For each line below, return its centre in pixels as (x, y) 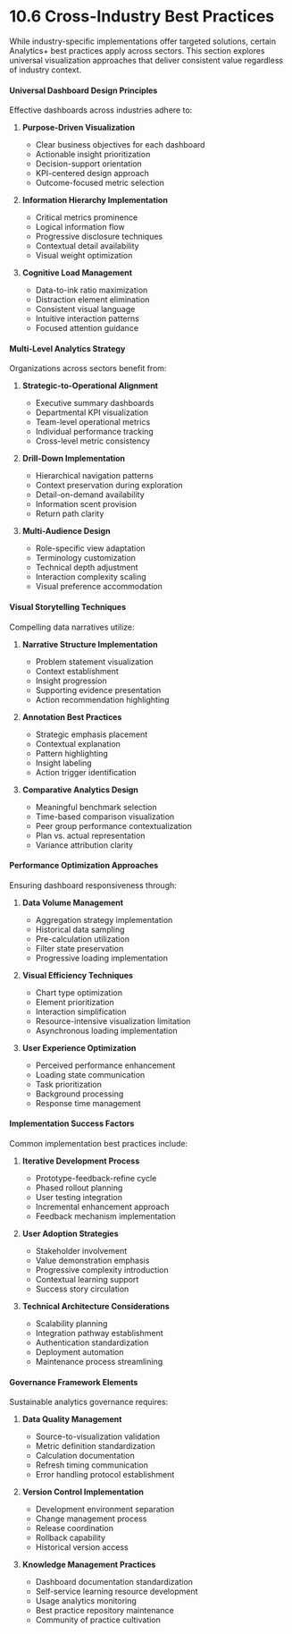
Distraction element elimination (92, 300)
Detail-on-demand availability (90, 495)
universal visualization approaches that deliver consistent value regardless (146, 60)
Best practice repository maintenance (104, 1611)
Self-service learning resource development (117, 1592)
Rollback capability (70, 1538)
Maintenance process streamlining (99, 1361)
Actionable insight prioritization (93, 155)
